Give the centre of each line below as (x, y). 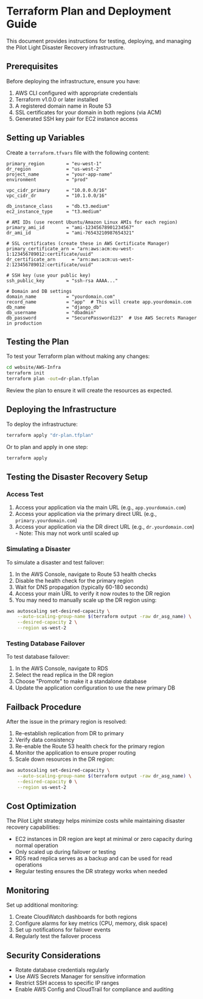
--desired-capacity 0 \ (47, 781)
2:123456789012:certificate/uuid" (50, 265)
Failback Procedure (44, 707)
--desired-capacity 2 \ (47, 622)
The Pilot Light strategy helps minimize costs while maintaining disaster (96, 821)
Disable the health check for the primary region (74, 580)
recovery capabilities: (33, 827)
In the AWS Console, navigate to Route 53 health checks (86, 574)
